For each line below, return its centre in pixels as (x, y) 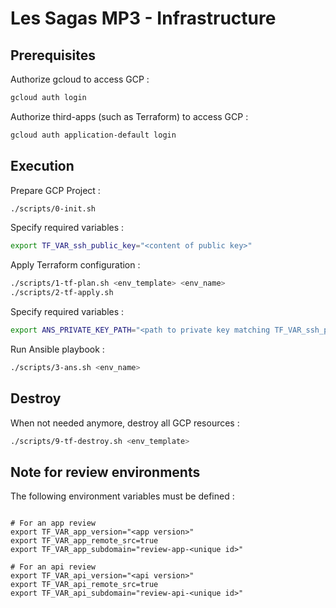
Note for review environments (105, 472)
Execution (42, 166)
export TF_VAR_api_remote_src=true (84, 585)
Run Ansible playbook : (57, 349)
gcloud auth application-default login (93, 135)
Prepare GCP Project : (55, 190)
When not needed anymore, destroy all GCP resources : (125, 423)
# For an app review (53, 523)
